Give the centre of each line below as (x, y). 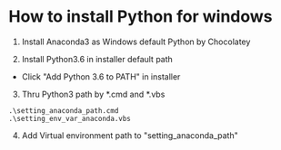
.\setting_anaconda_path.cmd (64, 110)
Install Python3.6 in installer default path (97, 59)
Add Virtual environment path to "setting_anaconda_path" (130, 135)
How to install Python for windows (141, 17)
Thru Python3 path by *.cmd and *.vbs (93, 94)
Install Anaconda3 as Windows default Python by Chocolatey (136, 42)
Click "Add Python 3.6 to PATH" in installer (101, 76)
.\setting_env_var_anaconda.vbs (70, 118)
